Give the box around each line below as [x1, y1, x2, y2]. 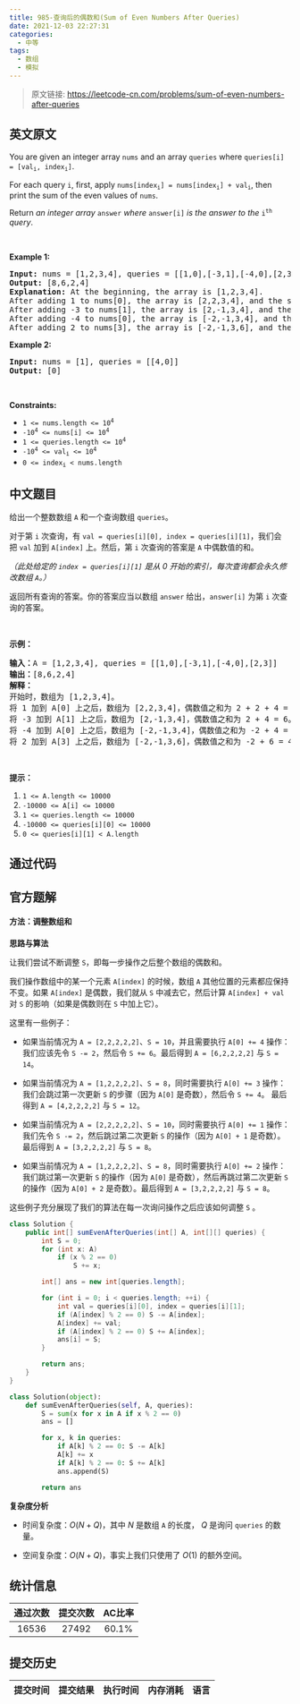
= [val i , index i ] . [9, 160, 75, 173]
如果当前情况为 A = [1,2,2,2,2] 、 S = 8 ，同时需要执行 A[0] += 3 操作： [21, 1078, 287, 1088]
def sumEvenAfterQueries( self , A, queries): [25, 1401, 194, 1410]
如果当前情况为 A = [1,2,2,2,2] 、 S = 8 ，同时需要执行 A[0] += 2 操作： [21, 1160, 287, 1171]
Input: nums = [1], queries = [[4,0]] [9, 357, 179, 367]
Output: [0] [9, 366, 62, 376]
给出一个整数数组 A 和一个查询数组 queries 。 [9, 512, 174, 522]
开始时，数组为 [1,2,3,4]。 [9, 692, 120, 702]
